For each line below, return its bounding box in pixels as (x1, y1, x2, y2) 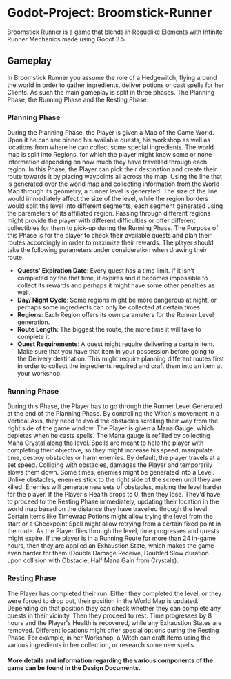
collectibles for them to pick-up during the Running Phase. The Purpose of (7, 224, 219, 232)
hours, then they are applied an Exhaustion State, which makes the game (7, 542, 214, 550)
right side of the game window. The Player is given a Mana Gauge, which (7, 424, 214, 432)
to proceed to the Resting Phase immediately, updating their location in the (7, 497, 219, 506)
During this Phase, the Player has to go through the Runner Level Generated (7, 402, 223, 410)
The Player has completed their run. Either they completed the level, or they (7, 589, 222, 597)
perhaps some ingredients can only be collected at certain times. (17, 303, 202, 312)
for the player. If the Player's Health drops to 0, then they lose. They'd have (7, 490, 221, 499)
